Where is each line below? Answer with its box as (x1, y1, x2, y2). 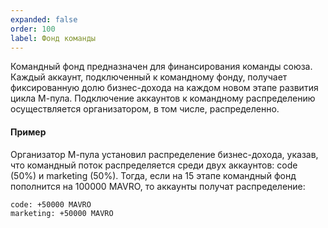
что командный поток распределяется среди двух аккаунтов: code (10, 159, 298, 171)
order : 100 (10, 24, 56, 34)
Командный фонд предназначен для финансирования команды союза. (10, 61, 313, 73)
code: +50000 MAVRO (10, 199, 92, 210)
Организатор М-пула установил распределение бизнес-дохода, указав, (10, 148, 319, 160)
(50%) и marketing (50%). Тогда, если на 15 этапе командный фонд (10, 169, 297, 181)
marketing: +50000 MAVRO (10, 208, 114, 218)
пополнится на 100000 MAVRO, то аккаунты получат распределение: (10, 180, 306, 192)
